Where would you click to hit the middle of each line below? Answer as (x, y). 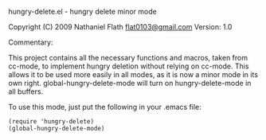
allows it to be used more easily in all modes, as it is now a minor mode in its (133, 74)
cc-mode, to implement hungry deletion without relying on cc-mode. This (129, 66)
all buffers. (26, 91)
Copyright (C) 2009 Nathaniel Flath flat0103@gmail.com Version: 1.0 (120, 27)
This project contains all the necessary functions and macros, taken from (128, 58)
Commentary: (31, 42)
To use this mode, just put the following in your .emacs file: (105, 107)
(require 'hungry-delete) (51, 122)
